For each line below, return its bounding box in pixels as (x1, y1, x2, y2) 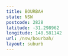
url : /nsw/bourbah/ (6, 36, 54, 41)
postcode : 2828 (6, 19, 44, 25)
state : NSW (6, 14, 33, 20)
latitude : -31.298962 (6, 24, 60, 31)
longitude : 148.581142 (6, 30, 62, 36)
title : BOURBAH (6, 8, 44, 15)
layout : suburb (6, 41, 44, 47)
